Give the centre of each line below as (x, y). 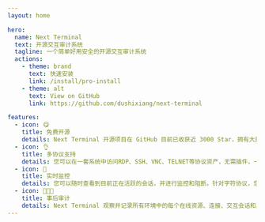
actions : (29, 59)
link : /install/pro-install (75, 81)
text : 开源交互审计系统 (49, 44)
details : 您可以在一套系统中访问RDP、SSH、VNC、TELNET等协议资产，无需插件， (138, 162)
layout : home (29, 15)
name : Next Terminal (48, 37)
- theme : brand (47, 67)
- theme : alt (43, 88)
